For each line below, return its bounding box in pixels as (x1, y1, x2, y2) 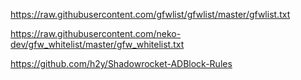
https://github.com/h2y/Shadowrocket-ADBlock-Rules (10, 58, 233, 69)
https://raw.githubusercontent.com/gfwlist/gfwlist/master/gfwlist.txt (10, 9, 291, 20)
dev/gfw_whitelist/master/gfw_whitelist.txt (10, 39, 185, 50)
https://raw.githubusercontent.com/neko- (10, 28, 182, 39)
